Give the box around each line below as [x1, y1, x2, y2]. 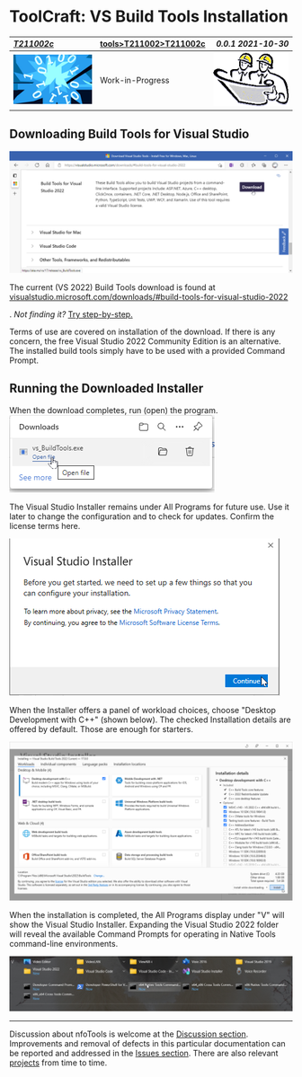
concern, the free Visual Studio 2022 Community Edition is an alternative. [9, 336, 281, 347]
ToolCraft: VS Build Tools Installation [9, 6, 289, 27]
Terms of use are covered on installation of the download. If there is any [9, 326, 276, 338]
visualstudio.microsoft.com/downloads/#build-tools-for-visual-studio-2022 [9, 292, 289, 303]
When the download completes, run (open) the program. [9, 404, 218, 415]
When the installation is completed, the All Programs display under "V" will [9, 910, 285, 921]
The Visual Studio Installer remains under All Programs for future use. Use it [9, 501, 289, 512]
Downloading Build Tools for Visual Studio [9, 127, 250, 142]
